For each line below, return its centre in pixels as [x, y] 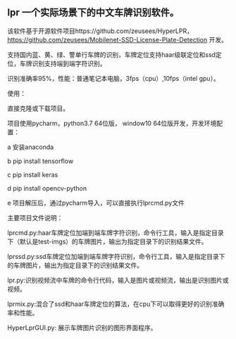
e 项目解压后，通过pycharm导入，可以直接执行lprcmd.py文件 [96, 203]
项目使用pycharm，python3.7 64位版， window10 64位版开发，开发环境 [112, 123]
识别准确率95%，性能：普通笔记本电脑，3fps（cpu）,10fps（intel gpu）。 [113, 78]
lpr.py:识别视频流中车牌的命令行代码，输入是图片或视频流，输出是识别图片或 [118, 280]
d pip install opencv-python [47, 188]
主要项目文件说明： [35, 217]
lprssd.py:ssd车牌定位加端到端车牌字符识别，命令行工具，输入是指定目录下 [116, 256]
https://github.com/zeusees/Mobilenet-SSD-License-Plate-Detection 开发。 [117, 39]
